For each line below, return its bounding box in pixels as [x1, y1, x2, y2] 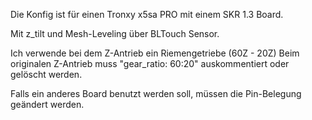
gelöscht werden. [10, 69, 83, 80]
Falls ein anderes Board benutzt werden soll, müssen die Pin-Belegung [10, 88, 302, 99]
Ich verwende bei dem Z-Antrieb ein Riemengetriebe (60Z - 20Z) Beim [10, 47, 300, 59]
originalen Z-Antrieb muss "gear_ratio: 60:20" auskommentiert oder [10, 58, 290, 69]
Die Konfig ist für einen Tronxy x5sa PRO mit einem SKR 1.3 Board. [10, 9, 284, 20]
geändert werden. [10, 99, 85, 110]
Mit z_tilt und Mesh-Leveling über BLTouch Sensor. [10, 28, 220, 39]
